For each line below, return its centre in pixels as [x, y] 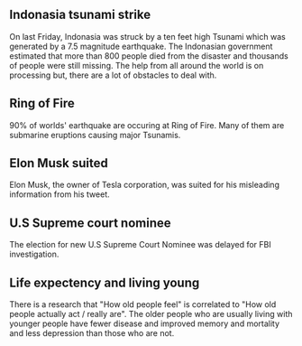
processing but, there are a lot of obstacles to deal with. [113, 75]
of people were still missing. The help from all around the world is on [137, 65]
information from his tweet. [59, 194]
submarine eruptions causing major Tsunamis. [95, 135]
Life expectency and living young [105, 282]
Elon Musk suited [59, 163]
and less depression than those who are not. [92, 333]
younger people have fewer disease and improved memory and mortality [145, 323]
